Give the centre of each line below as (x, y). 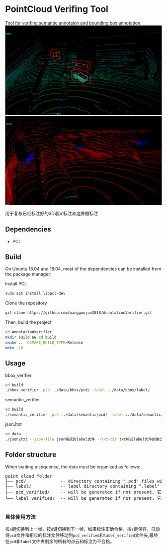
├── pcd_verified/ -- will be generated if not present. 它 (83, 492)
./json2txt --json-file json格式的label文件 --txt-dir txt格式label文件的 (81, 439)
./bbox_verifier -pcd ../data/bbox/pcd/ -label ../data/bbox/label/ (78, 390)
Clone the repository (26, 303)
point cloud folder (29, 476)
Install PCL (16, 284)
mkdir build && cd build (31, 337)
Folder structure (31, 455)
